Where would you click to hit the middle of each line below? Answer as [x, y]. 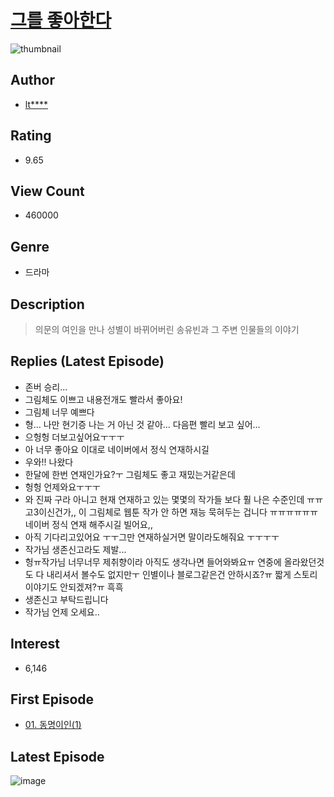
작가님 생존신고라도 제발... [75, 549]
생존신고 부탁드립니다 [66, 599]
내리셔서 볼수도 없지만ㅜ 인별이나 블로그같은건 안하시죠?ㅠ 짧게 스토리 [182, 574]
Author [32, 80]
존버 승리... [46, 387]
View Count [47, 191]
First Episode [52, 699]
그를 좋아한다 [61, 20]
